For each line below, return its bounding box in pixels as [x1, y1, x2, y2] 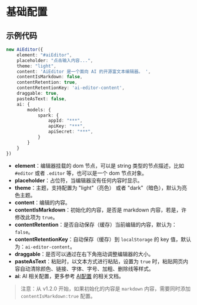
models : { [27, 107, 51, 112]
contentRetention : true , [16, 79, 78, 85]
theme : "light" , [16, 63, 57, 69]
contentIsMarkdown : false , [16, 74, 83, 80]
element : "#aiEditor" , [16, 52, 72, 58]
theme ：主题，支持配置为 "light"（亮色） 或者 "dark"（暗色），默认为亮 [14, 184, 187, 191]
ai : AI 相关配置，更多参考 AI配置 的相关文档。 [14, 272, 125, 280]
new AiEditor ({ [6, 47, 44, 52]
